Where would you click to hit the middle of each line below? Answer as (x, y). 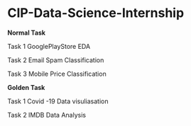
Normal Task (27, 33)
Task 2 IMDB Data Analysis (47, 115)
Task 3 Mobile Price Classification (57, 74)
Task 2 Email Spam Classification (56, 60)
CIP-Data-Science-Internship (96, 13)
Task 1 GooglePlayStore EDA (49, 46)
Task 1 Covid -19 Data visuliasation (58, 101)
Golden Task (26, 87)
